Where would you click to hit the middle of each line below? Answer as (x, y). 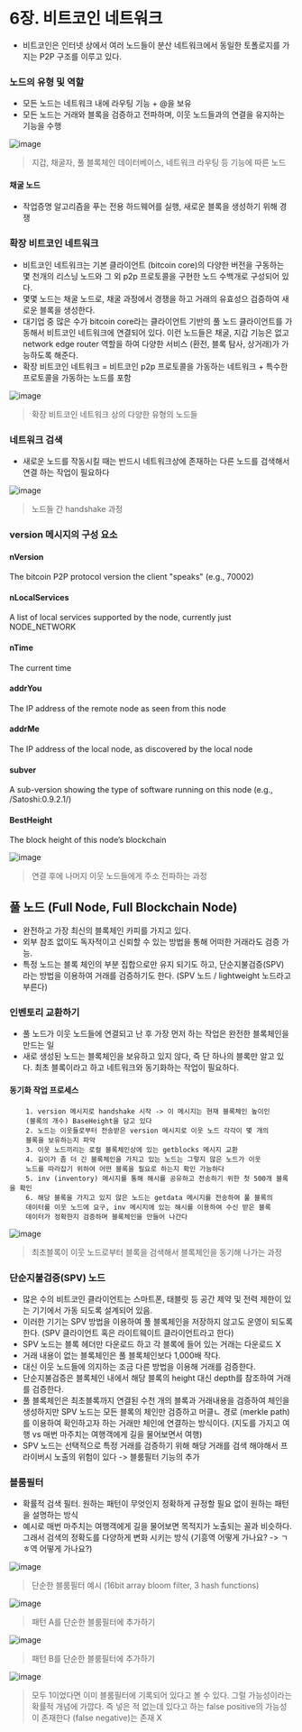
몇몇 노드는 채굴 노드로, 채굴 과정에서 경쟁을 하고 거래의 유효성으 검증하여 (151, 298)
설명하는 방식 (55, 1515)
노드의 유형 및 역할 (47, 82)
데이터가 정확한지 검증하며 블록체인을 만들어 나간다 (107, 1217)
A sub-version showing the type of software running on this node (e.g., (141, 790)
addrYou (26, 688)
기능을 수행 (42, 126)
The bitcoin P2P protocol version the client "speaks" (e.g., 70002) (132, 577)
